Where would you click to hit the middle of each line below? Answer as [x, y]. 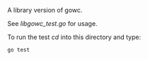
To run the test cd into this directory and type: [74, 37]
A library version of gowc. [45, 10]
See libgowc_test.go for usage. [52, 23]
